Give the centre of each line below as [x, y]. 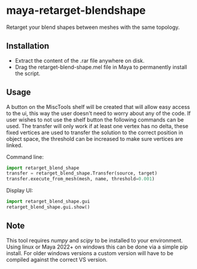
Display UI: [20, 191]
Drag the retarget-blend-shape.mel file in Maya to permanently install [101, 67]
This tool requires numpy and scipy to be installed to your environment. [95, 240]
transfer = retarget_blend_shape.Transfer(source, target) [82, 173]
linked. [14, 145]
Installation [28, 46]
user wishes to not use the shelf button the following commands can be [95, 119]
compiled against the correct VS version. [57, 259]
